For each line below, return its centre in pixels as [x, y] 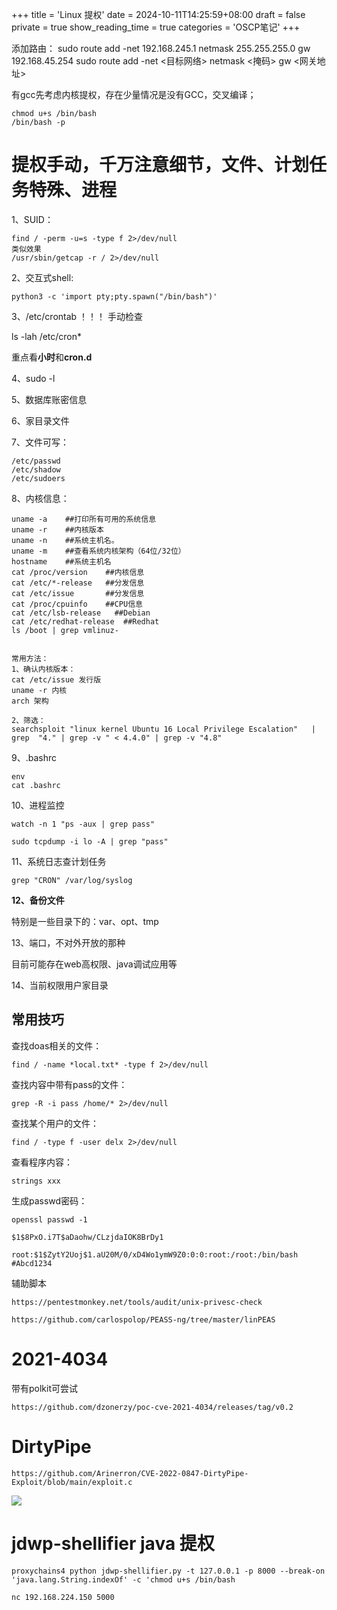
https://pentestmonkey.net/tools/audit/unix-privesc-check [137, 1302]
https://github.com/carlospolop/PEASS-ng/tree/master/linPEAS [143, 1319]
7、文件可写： [40, 442]
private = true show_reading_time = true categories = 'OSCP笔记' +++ [156, 27]
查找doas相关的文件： [57, 1045]
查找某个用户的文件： [55, 1123]
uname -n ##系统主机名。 [65, 540]
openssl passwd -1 [49, 1219]
